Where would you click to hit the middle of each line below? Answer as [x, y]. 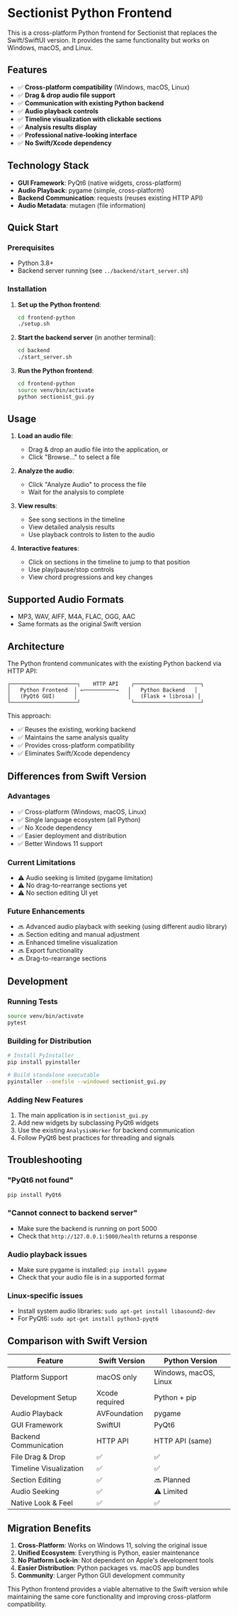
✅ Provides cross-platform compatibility [76, 745]
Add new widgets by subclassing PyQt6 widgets [88, 1122]
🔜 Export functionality [50, 950]
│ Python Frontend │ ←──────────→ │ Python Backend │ [103, 690]
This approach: [29, 716]
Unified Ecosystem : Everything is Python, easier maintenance [108, 1553]
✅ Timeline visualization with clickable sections [89, 119]
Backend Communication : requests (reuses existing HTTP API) [110, 198]
